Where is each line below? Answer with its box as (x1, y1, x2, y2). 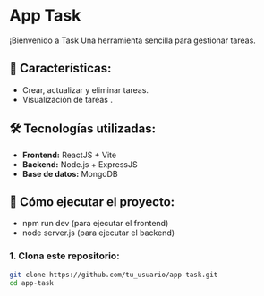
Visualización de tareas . (21, 94, 114, 105)
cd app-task (9, 278, 54, 287)
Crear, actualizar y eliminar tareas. (21, 84, 149, 95)
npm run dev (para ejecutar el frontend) (21, 218, 169, 229)
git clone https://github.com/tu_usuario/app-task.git (9, 270, 218, 279)
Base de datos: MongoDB (21, 168, 118, 179)
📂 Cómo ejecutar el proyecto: (9, 194, 175, 209)
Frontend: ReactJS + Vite (21, 149, 117, 160)
